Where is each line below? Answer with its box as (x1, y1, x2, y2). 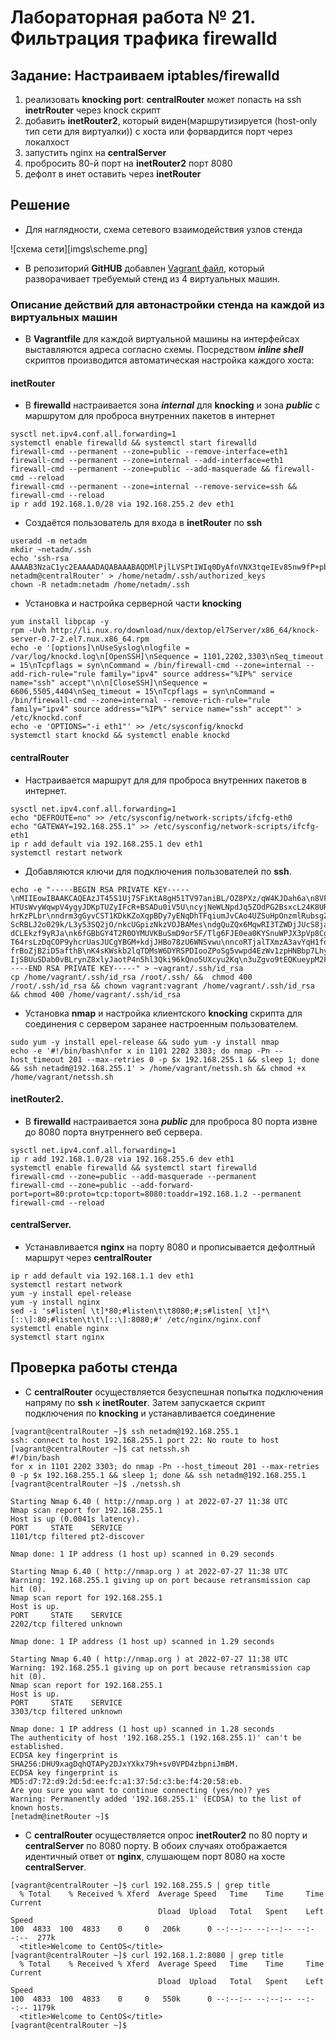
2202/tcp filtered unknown (10, 1619, 123, 1629)
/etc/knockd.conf (10, 713, 83, 723)
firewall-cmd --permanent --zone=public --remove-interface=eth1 (10, 447, 288, 457)
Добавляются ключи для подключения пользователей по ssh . (24, 865, 292, 877)
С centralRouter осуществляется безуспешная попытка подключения (24, 1386, 324, 1398)
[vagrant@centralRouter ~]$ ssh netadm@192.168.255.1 (10, 1426, 240, 1436)
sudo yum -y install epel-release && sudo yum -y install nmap (10, 1037, 280, 1047)
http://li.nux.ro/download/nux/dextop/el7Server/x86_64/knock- (50, 626, 320, 636)
